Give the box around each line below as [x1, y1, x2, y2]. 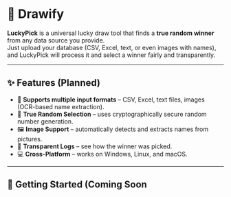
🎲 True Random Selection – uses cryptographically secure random [16, 110, 208, 118]
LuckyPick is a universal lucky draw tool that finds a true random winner [7, 29, 214, 37]
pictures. [16, 135, 43, 143]
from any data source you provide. [7, 36, 105, 44]
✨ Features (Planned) [7, 77, 101, 89]
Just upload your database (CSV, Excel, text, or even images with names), [7, 43, 217, 51]
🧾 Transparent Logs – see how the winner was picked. [16, 142, 173, 150]
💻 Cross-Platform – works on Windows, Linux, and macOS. [16, 150, 188, 158]
